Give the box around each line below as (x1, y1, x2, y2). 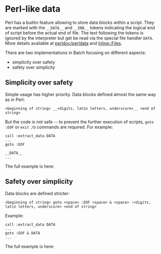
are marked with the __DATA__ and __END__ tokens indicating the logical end (5, 24, 155, 30)
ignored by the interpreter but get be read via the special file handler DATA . (5, 35, 153, 41)
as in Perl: (5, 97, 25, 102)
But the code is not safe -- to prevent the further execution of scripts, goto (5, 118, 154, 125)
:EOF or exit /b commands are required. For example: (5, 124, 113, 130)
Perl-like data (5, 3, 61, 15)
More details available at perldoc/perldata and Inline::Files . (5, 40, 123, 46)
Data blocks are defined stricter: (5, 190, 70, 196)
